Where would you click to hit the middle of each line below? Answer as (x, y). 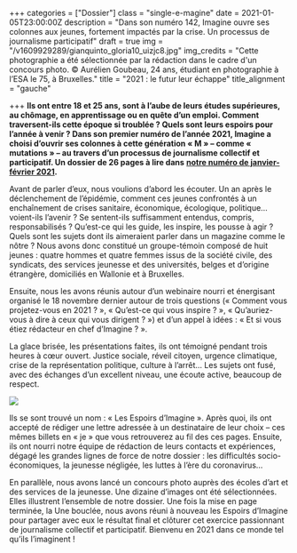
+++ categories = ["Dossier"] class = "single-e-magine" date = (125, 13)
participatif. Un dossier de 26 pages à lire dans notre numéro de (129, 162)
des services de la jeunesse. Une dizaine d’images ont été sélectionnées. (143, 492)
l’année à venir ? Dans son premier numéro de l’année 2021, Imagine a (141, 134)
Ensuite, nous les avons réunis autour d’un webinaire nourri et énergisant (142, 291)
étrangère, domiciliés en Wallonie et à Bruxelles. (97, 274)
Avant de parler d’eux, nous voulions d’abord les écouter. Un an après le (141, 189)
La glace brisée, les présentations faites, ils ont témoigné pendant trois (138, 346)
